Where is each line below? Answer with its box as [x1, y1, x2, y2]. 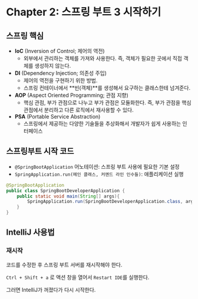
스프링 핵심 [6, 31, 44, 41]
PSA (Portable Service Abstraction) [14, 113, 101, 120]
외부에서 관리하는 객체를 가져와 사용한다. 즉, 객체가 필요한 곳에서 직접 [23, 55, 183, 62]
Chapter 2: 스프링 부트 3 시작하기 [6, 5, 161, 19]
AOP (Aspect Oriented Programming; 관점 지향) [14, 92, 128, 98]
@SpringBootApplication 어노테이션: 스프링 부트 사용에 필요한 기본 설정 [14, 163, 180, 170]
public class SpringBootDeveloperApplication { [6, 188, 126, 193]
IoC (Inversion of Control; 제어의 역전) [14, 48, 105, 54]
